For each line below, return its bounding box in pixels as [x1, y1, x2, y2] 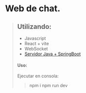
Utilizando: [17, 23, 52, 31]
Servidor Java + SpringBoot [24, 51, 81, 57]
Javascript [24, 35, 46, 41]
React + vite [24, 41, 49, 46]
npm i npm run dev [29, 83, 68, 89]
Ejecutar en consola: [17, 73, 59, 79]
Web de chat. [5, 3, 60, 14]
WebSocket [24, 46, 48, 51]
